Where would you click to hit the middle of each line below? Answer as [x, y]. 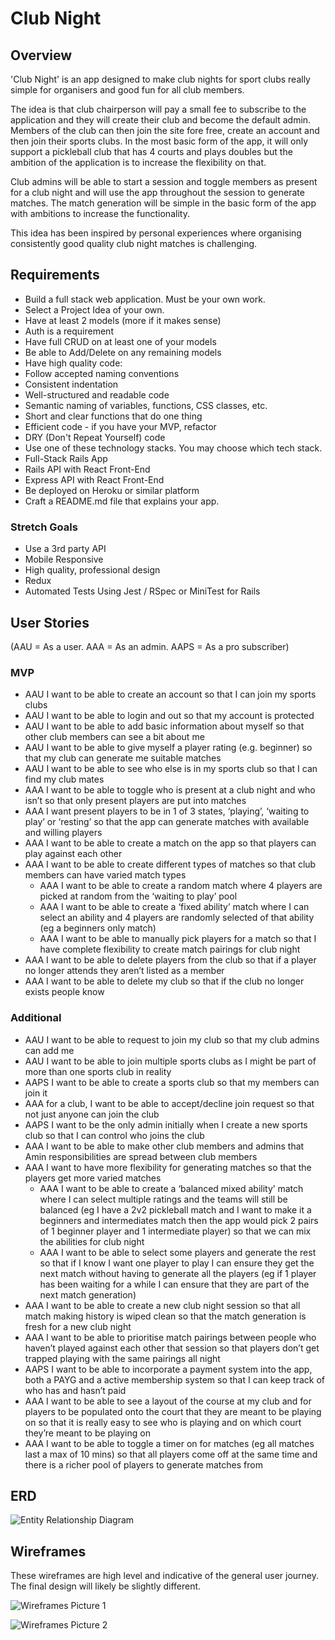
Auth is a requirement [69, 331]
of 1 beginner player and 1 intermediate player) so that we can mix [175, 1231]
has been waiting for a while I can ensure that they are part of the [174, 1284]
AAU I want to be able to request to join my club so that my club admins [172, 1039]
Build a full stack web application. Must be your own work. [145, 299]
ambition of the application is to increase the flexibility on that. [138, 162]
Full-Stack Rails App [66, 458]
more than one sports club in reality [98, 1071]
